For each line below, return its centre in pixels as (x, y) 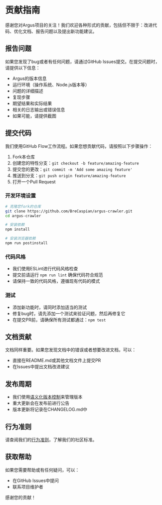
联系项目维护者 (28, 487)
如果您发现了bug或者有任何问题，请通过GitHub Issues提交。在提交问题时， (82, 61)
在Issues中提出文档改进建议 (41, 367)
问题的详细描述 (28, 91)
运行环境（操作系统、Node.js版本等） (51, 84)
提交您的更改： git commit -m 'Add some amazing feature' (73, 169)
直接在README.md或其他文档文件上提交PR (57, 361)
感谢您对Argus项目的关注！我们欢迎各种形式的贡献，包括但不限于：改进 (79, 25)
